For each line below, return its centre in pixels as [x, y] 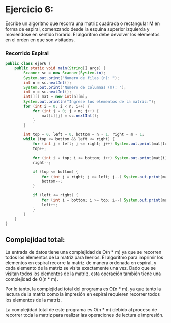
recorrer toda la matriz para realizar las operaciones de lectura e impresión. [84, 315]
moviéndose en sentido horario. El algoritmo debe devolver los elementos [82, 34]
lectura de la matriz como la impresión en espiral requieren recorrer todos [83, 294]
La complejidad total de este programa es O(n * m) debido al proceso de [81, 310]
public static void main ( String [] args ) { [60, 68]
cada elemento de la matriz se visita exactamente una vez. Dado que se [81, 268]
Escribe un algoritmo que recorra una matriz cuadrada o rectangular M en [83, 23]
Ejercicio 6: [30, 9]
